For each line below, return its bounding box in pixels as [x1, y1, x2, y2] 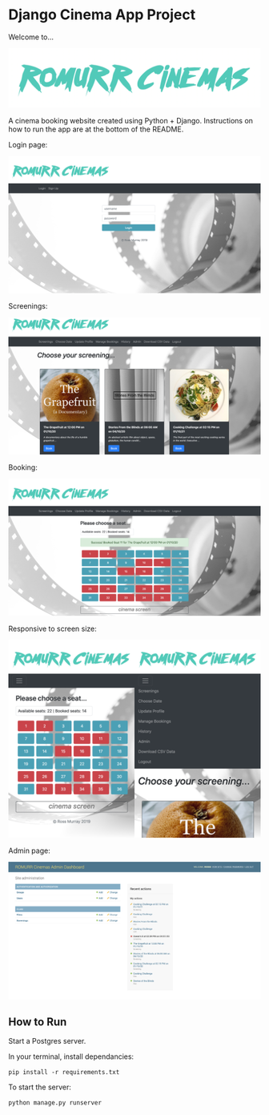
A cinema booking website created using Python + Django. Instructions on [8, 116, 254, 126]
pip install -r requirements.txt [8, 1069, 120, 1077]
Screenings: [8, 301, 48, 311]
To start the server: [8, 1082, 72, 1092]
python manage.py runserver [8, 1099, 102, 1107]
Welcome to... [8, 32, 54, 42]
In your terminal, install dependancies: [8, 1052, 134, 1061]
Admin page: [8, 846, 50, 855]
